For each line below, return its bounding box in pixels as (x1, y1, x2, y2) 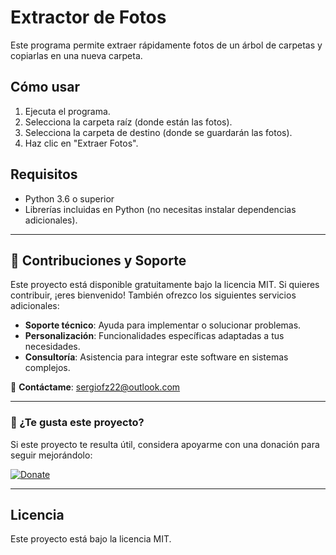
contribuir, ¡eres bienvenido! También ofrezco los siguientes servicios (10, 289, 297, 301)
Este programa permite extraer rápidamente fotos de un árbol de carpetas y (10, 39, 323, 51)
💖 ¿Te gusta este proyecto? (10, 416, 145, 430)
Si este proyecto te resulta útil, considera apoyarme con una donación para (10, 438, 320, 450)
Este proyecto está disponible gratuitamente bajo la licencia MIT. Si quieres (10, 279, 320, 291)
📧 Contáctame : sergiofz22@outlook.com (10, 381, 181, 393)
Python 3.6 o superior (24, 192, 115, 205)
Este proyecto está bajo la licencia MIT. (10, 533, 172, 545)
